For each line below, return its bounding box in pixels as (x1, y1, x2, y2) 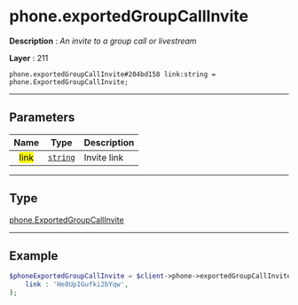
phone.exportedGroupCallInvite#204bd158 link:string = (9, 69, 216, 79)
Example (9, 248, 59, 263)
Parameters (9, 110, 75, 125)
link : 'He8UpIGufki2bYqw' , (25, 280, 129, 289)
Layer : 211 (9, 52, 49, 63)
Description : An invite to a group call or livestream (9, 35, 197, 46)
